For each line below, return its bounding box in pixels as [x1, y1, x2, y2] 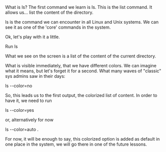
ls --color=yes [5, 107, 34, 113]
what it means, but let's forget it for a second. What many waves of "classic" [5, 68, 162, 74]
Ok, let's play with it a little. [5, 34, 60, 40]
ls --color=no [5, 83, 32, 89]
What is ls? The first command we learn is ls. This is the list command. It [5, 4, 153, 10]
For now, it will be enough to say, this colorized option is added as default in [5, 136, 160, 142]
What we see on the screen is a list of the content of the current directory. [5, 53, 156, 59]
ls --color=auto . [5, 126, 39, 132]
